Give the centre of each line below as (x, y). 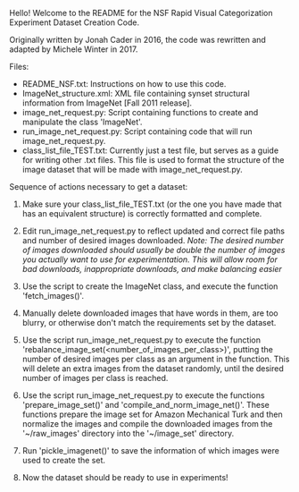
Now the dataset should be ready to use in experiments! (125, 477)
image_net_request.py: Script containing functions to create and (140, 112)
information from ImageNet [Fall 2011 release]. (107, 103)
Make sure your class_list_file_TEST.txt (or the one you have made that (152, 204)
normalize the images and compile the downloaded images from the (147, 424)
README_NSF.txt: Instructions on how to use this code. (124, 84)
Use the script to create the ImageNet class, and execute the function (150, 286)
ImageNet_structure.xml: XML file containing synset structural (136, 93)
